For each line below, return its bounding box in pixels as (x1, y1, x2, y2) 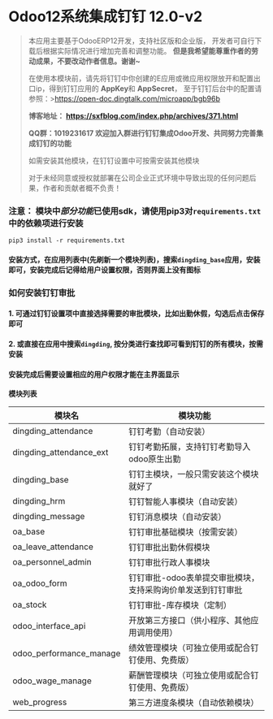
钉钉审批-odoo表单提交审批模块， (128, 572, 260, 583)
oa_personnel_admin (12, 557, 92, 568)
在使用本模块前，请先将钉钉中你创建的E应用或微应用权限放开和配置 (28, 73, 254, 83)
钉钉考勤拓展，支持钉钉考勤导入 (128, 441, 251, 453)
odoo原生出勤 (128, 453, 181, 465)
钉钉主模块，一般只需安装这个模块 (128, 469, 259, 480)
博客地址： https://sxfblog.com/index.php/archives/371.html (28, 110, 238, 120)
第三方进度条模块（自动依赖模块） (128, 697, 259, 708)
